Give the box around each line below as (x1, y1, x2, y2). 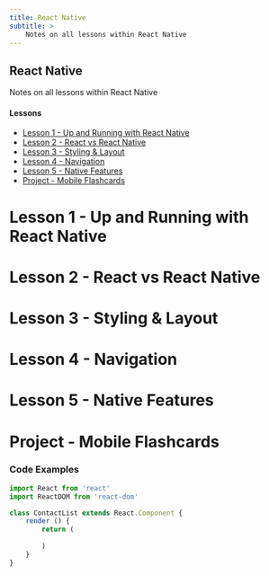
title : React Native (9, 13, 87, 22)
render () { (25, 517, 70, 526)
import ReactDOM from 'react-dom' (9, 492, 139, 501)
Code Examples (9, 464, 79, 476)
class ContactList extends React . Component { (9, 509, 183, 518)
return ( (41, 525, 75, 535)
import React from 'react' (9, 483, 111, 492)
